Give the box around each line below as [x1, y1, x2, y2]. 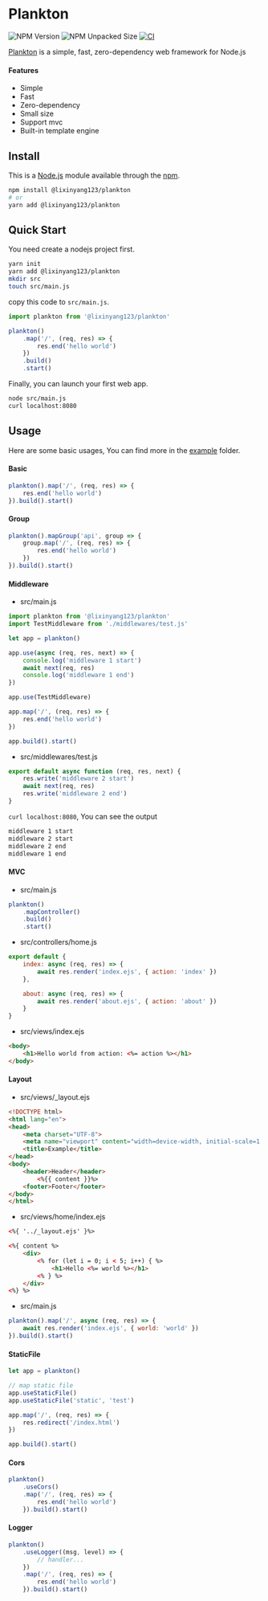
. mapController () [22, 908, 81, 916]
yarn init [8, 260, 42, 268]
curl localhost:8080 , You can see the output [8, 811, 158, 821]
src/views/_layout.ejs [19, 1092, 91, 1101]
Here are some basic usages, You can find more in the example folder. [8, 445, 241, 455]
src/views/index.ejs [19, 1027, 85, 1036]
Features [8, 65, 39, 75]
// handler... [37, 1555, 84, 1563]
